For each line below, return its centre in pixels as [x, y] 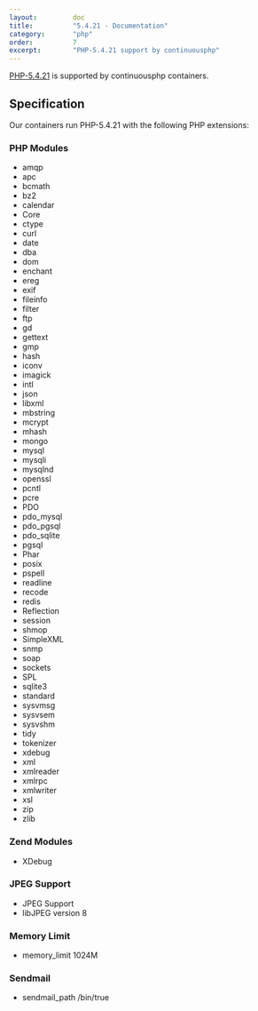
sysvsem [39, 715]
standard [39, 696]
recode [35, 593]
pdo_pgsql [41, 526]
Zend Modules [41, 842]
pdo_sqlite [41, 536]
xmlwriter [39, 791]
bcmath [36, 187]
